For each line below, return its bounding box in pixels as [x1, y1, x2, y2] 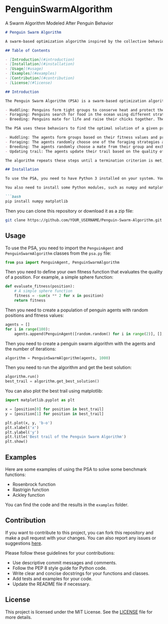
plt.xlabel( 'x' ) [5, 425, 39, 430]
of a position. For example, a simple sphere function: [5, 274, 113, 280]
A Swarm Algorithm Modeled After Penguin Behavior [5, 20, 113, 26]
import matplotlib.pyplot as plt [5, 398, 75, 403]
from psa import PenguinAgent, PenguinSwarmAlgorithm [5, 260, 120, 265]
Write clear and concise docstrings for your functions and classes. [12, 570, 150, 576]
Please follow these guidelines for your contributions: [5, 550, 115, 556]
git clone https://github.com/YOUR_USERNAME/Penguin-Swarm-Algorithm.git [5, 217, 162, 223]
